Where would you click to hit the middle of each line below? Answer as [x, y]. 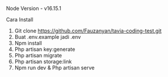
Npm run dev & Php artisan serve [54, 68]
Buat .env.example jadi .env [48, 37]
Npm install [28, 43]
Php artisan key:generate [45, 49]
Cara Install [20, 19]
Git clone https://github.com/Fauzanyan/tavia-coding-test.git [88, 31]
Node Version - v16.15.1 [34, 8]
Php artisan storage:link [43, 61]
